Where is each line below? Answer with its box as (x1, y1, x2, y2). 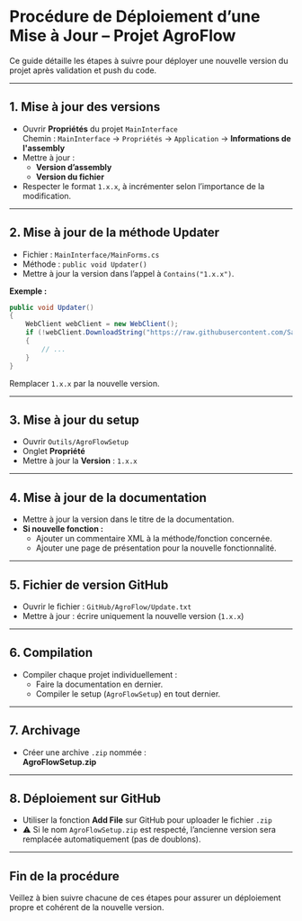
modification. (22, 190, 72, 201)
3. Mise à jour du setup (9, 412, 139, 427)
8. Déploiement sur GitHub (9, 791, 162, 807)
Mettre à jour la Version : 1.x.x (22, 455, 138, 466)
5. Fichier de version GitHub (9, 577, 169, 592)
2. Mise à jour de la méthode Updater (9, 225, 220, 241)
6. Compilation (9, 645, 93, 661)
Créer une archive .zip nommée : (22, 746, 147, 758)
